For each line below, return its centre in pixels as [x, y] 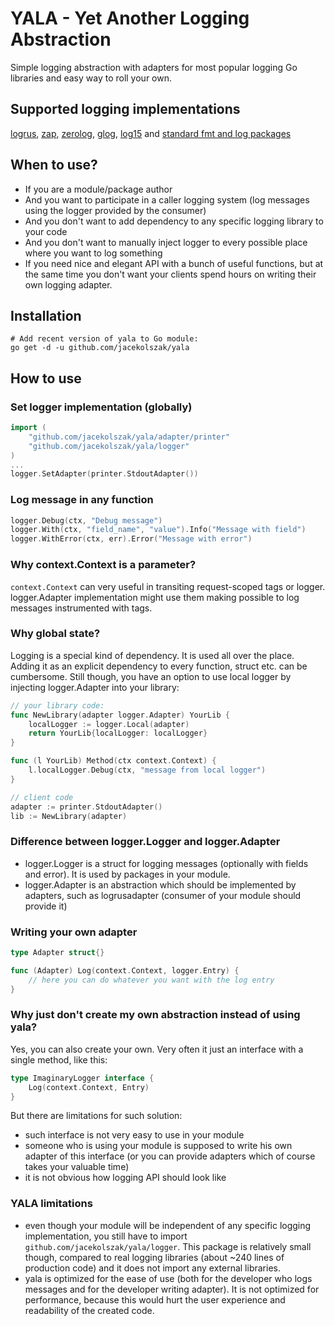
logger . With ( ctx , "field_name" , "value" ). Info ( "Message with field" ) [158, 530]
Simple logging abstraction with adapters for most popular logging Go [154, 67]
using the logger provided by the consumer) [115, 210]
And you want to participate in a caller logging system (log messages [167, 199]
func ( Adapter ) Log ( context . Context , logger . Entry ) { [125, 970]
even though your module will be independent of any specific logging [168, 1225]
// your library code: [57, 705]
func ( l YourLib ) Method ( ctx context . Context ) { [113, 761]
